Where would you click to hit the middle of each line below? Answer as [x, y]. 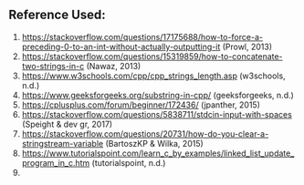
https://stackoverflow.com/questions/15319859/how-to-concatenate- [152, 56]
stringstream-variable [63, 143]
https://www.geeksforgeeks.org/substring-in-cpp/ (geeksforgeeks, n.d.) [157, 95]
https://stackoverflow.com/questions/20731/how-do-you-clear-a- [145, 134]
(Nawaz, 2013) [114, 66]
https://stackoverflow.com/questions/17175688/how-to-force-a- [142, 36]
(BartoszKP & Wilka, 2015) [155, 143]
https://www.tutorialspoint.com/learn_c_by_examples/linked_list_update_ [158, 153]
